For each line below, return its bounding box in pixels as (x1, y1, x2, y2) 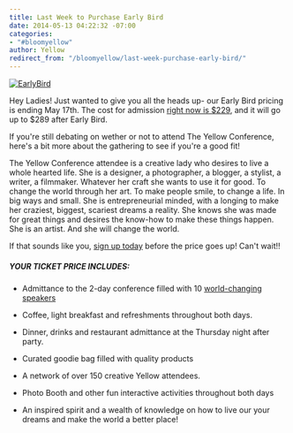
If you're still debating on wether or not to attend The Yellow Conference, (9, 132, 275, 141)
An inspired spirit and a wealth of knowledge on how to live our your (21, 404, 271, 415)
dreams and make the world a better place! (21, 414, 179, 424)
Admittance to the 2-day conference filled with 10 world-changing (21, 283, 262, 293)
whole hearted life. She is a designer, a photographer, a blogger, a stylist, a (9, 167, 282, 178)
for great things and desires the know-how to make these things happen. (9, 214, 274, 224)
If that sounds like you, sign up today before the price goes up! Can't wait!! (9, 240, 281, 251)
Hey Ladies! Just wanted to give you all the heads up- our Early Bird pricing (9, 95, 284, 106)
